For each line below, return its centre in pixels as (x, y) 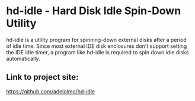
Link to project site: (42, 77)
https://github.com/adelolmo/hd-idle (51, 91)
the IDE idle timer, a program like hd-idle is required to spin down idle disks (97, 52)
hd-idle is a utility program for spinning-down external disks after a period (96, 40)
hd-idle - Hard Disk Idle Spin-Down (94, 11)
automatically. (23, 58)
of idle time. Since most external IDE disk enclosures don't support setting (97, 46)
